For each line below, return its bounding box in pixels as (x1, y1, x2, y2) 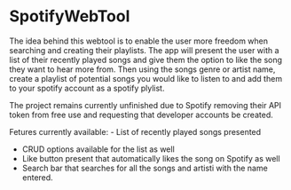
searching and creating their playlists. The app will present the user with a (9, 44, 279, 55)
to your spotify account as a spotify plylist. (9, 83, 165, 93)
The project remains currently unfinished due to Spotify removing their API (9, 99, 282, 110)
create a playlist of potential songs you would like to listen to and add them (9, 73, 282, 83)
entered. (21, 171, 53, 183)
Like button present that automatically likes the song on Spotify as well (21, 153, 281, 163)
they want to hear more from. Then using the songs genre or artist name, (9, 64, 276, 75)
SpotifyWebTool (9, 6, 130, 27)
